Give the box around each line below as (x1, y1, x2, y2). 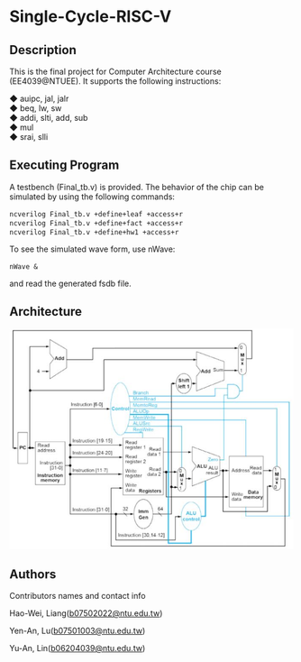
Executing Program (9, 158, 120, 173)
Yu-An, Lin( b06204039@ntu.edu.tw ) (9, 643, 146, 654)
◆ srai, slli (9, 132, 49, 142)
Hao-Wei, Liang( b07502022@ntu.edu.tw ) (9, 608, 163, 619)
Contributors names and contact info (9, 591, 146, 602)
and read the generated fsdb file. (9, 278, 132, 289)
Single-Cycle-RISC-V (9, 6, 172, 27)
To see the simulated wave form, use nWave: (9, 244, 176, 254)
